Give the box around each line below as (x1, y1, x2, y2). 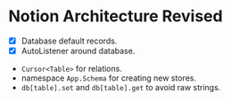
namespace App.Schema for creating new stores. (21, 73, 197, 83)
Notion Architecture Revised (8, 6, 224, 27)
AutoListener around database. (21, 46, 136, 56)
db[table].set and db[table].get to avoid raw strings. (21, 82, 221, 93)
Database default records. (21, 35, 118, 46)
